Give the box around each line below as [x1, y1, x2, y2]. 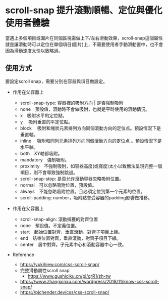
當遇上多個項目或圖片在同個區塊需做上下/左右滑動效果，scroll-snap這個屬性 [5, 35, 163, 41]
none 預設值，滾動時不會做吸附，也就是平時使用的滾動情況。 [20, 106, 150, 112]
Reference [12, 251, 34, 258]
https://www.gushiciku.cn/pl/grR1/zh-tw [27, 273, 111, 279]
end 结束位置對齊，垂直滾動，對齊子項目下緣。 [20, 235, 121, 241]
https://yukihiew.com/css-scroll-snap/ [20, 261, 100, 267]
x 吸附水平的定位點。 [20, 112, 67, 118]
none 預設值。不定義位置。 [20, 222, 80, 228]
